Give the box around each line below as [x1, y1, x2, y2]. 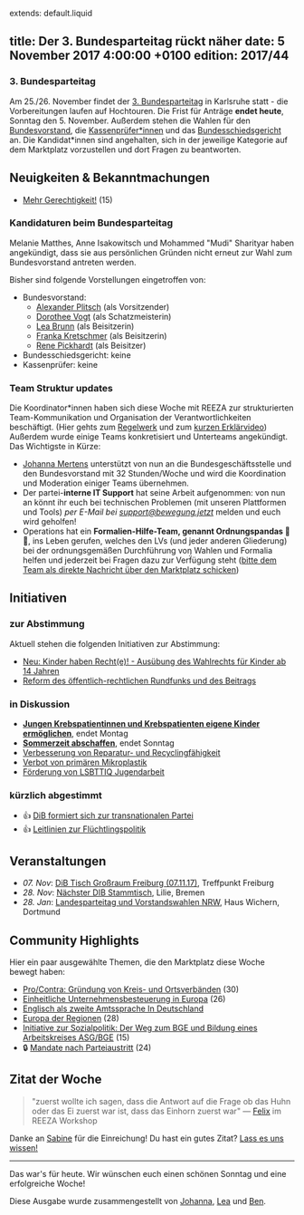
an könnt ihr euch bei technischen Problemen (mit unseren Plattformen [22, 497, 287, 508]
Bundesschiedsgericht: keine [22, 349, 131, 361]
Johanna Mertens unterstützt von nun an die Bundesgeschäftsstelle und [22, 458, 292, 469]
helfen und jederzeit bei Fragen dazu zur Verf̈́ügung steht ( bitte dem [22, 554, 278, 565]
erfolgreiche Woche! [9, 1178, 86, 1189]
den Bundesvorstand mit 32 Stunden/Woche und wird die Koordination [22, 468, 287, 479]
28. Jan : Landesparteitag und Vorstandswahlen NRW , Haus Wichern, [22, 897, 280, 908]
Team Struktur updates [9, 381, 113, 394]
